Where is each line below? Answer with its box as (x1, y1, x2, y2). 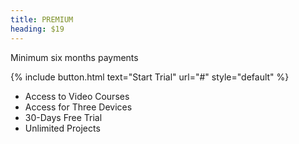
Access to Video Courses (24, 90, 130, 102)
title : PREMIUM (10, 14, 74, 25)
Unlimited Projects (24, 122, 101, 134)
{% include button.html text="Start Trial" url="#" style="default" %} (10, 71, 290, 83)
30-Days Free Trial (24, 111, 103, 123)
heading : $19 (10, 24, 65, 34)
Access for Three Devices (24, 101, 133, 113)
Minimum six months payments (10, 51, 139, 63)
